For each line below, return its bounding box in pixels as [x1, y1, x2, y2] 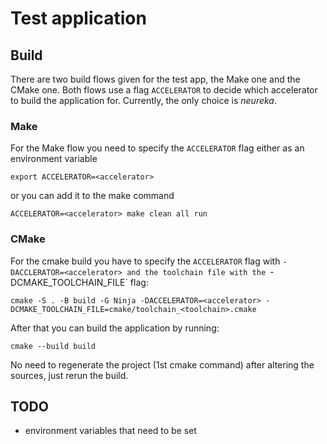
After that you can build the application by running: [10, 322, 220, 334]
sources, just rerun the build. [10, 369, 129, 381]
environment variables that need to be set [24, 425, 197, 437]
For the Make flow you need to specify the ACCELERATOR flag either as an [10, 142, 305, 154]
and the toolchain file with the [126, 267, 267, 277]
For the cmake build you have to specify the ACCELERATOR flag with [10, 255, 281, 267]
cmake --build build [10, 341, 97, 351]
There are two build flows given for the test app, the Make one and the [10, 73, 301, 85]
